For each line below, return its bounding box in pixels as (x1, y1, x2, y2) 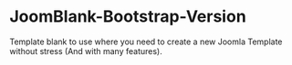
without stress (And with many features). (9, 45, 162, 56)
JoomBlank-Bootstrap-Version (9, 6, 246, 27)
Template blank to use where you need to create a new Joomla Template (9, 36, 283, 47)
